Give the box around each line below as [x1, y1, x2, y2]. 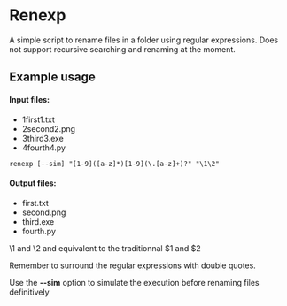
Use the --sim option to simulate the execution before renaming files [9, 277, 260, 287]
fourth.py [21, 226, 56, 236]
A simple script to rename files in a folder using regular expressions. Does [9, 34, 279, 45]
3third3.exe [21, 133, 65, 143]
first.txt [21, 197, 49, 208]
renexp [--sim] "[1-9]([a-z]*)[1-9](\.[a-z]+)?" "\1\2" [9, 159, 220, 168]
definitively [9, 287, 50, 297]
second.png [21, 207, 66, 218]
